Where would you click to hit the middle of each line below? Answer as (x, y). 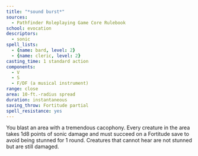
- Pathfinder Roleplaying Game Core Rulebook (69, 23)
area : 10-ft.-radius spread (41, 94)
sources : (17, 17)
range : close (22, 89)
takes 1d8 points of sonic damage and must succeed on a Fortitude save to (98, 134)
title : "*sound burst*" (36, 12)
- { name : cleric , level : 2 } (46, 56)
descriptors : (22, 34)
